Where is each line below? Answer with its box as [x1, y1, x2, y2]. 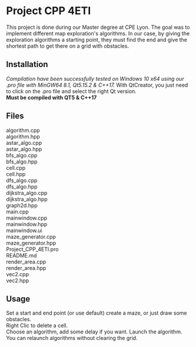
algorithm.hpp [6, 133, 40, 140]
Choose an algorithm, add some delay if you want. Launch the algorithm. [6, 328, 182, 335]
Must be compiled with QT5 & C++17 [6, 94, 97, 101]
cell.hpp [6, 170, 26, 177]
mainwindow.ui [6, 227, 42, 234]
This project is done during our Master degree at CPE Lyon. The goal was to [6, 24, 190, 31]
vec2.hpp [6, 277, 29, 284]
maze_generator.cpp [6, 233, 56, 240]
